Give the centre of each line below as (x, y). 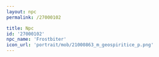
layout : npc (21, 12)
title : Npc (20, 28)
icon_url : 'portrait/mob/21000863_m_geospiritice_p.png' (80, 45)
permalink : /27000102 (34, 17)
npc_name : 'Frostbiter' (37, 40)
